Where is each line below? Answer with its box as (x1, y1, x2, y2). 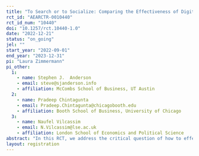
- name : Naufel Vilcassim (17, 119, 81, 125)
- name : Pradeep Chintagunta (17, 97, 89, 103)
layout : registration (6, 141, 60, 147)
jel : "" (6, 42, 25, 48)
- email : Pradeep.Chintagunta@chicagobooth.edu (17, 102, 136, 109)
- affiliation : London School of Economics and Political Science (17, 130, 184, 136)
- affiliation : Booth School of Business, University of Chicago (17, 108, 182, 114)
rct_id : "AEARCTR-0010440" (6, 14, 73, 20)
